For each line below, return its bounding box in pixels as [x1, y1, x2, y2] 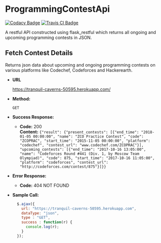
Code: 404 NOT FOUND [19, 182, 70, 188]
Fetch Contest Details [5, 49, 73, 57]
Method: [12, 96, 31, 102]
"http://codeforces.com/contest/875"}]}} [19, 164, 106, 169]
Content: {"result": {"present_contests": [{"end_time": [19, 129, 139, 135]
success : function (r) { [21, 220, 73, 225]
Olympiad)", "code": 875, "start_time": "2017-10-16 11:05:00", [19, 155, 155, 161]
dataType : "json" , [21, 210, 59, 215]
